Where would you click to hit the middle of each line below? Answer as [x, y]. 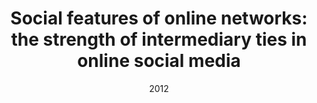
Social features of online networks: [159, 18]
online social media [159, 61]
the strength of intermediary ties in [159, 39]
